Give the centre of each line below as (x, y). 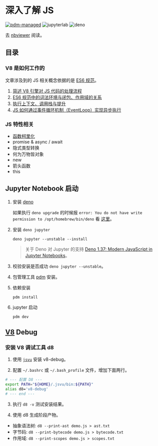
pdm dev (20, 317)
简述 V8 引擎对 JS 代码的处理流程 (47, 91)
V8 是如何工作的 (25, 68)
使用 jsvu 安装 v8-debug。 (40, 360)
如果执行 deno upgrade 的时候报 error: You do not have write (77, 212)
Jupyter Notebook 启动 (42, 189)
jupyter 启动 (25, 307)
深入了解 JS (30, 10)
